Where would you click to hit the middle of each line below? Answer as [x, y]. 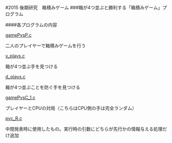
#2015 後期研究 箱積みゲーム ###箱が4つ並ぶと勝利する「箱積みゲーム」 [84, 7]
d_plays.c [15, 77]
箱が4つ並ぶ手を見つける [32, 66]
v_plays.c [15, 56]
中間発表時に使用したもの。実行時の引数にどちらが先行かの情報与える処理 [84, 129]
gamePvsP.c [18, 35]
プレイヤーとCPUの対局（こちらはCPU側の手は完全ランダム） [71, 108]
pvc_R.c [14, 118]
